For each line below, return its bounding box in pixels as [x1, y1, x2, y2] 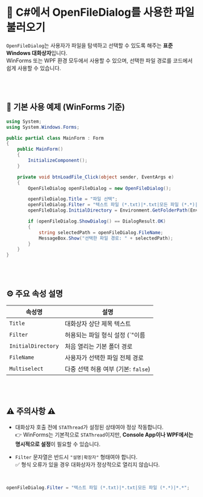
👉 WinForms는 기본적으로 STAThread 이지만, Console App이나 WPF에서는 [14, 430, 193, 438]
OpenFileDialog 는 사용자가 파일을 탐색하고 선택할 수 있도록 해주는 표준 [6, 42, 173, 49]
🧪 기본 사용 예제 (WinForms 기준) [6, 102, 125, 112]
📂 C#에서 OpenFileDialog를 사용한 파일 [6, 5, 195, 19]
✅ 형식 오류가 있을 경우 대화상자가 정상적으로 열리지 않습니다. [14, 461, 160, 468]
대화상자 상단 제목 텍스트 [64, 319, 131, 328]
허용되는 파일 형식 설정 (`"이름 [64, 331, 146, 339]
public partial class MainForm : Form [6, 135, 104, 141]
